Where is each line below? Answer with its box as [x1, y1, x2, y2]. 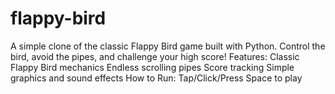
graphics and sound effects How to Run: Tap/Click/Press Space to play [10, 72, 303, 84]
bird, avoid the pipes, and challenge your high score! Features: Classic [10, 50, 300, 62]
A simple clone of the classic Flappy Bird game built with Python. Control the [10, 40, 326, 52]
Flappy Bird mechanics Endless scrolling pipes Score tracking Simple [10, 61, 295, 73]
